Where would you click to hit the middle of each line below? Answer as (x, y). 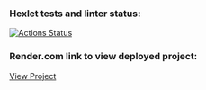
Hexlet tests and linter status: (75, 13)
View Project (33, 76)
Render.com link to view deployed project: (103, 57)
